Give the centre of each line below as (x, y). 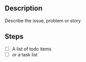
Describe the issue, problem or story (43, 20)
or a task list (25, 54)
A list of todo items (32, 49)
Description (24, 8)
